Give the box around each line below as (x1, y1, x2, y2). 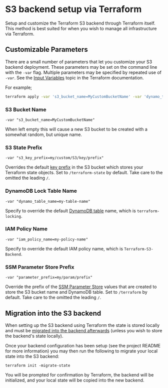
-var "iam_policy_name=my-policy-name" (5, 237, 88, 242)
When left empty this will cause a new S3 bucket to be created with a (5, 126, 147, 132)
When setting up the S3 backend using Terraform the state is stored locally (5, 322, 160, 328)
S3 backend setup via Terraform (5, 4, 142, 15)
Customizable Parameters (5, 45, 88, 54)
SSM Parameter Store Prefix (5, 264, 74, 271)
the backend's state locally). (5, 333, 63, 339)
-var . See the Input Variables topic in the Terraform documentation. (5, 74, 144, 81)
